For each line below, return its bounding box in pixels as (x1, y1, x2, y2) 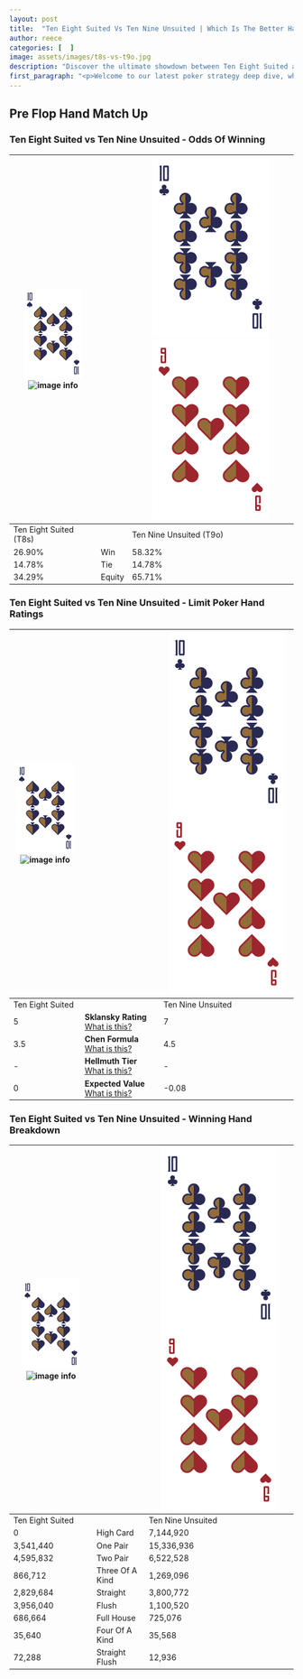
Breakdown (9, 1124, 60, 1136)
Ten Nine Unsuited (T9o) (132, 529, 224, 540)
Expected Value (84, 1078, 146, 1089)
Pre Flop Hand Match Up (9, 107, 149, 122)
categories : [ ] (9, 43, 75, 52)
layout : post (9, 14, 59, 23)
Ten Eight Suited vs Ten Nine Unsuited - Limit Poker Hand (9, 597, 265, 609)
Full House (96, 1612, 136, 1623)
